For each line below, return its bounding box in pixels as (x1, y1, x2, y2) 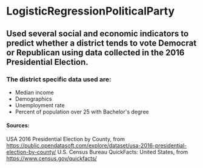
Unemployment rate (15, 101, 65, 109)
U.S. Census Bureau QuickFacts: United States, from (57, 149, 188, 156)
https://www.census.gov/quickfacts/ (6, 155, 97, 162)
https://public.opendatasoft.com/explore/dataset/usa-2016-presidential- (6, 142, 187, 149)
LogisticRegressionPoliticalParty (6, 4, 175, 18)
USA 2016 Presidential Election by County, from (6, 135, 125, 143)
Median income (15, 89, 55, 96)
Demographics (15, 95, 53, 102)
